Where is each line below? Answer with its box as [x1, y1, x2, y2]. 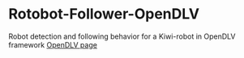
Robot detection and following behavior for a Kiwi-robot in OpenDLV [8, 31, 236, 41]
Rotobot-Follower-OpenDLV [8, 5, 200, 23]
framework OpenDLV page [8, 39, 97, 49]
